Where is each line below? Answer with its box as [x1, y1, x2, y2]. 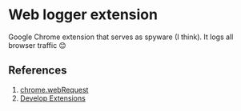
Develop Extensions [19, 93, 86, 103]
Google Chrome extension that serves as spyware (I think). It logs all [8, 32, 234, 42]
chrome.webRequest [19, 85, 89, 94]
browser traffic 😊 [8, 40, 66, 50]
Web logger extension [8, 6, 159, 24]
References [8, 64, 67, 77]
